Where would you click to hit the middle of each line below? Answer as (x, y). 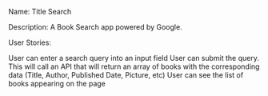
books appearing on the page (57, 84)
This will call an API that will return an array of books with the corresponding (134, 66)
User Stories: (30, 42)
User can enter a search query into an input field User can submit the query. (134, 58)
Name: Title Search (40, 12)
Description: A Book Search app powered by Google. (95, 27)
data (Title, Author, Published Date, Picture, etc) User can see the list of (126, 75)
